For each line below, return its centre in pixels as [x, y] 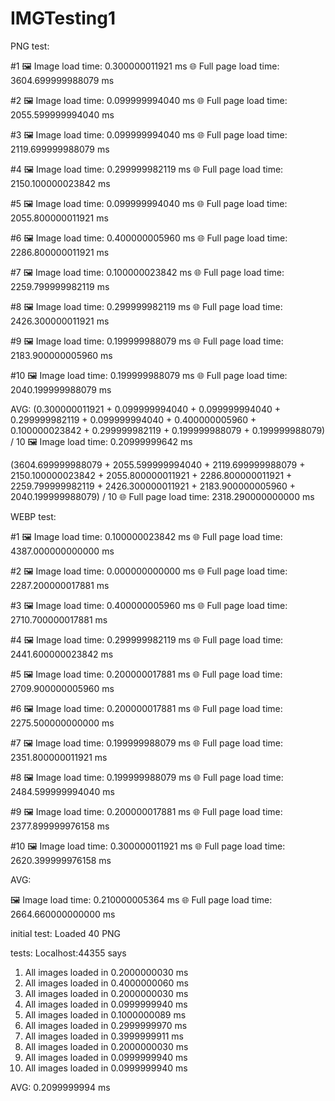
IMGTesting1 [63, 18]
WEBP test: [33, 516]
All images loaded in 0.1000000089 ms [105, 1014]
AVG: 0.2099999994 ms [60, 1087]
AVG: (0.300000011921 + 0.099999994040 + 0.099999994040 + [145, 409]
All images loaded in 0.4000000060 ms [106, 983]
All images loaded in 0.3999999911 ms [104, 1036]
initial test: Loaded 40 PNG [66, 933]
